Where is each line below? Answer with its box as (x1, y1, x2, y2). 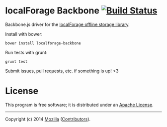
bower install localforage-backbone (5, 40, 81, 46)
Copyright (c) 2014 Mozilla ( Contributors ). (5, 116, 91, 122)
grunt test (5, 59, 28, 64)
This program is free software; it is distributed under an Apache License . (5, 102, 154, 108)
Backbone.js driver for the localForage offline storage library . (5, 21, 130, 27)
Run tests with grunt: (5, 49, 48, 55)
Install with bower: (5, 31, 43, 37)
